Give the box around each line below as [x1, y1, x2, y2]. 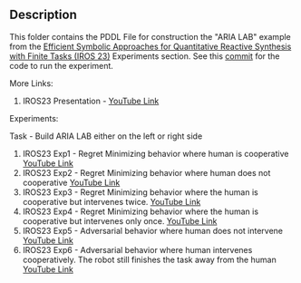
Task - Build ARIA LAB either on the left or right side [9, 131, 203, 141]
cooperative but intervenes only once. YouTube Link [22, 215, 218, 226]
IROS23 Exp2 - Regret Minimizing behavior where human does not [22, 167, 271, 178]
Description [9, 7, 77, 23]
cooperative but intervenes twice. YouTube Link [22, 196, 201, 207]
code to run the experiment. [9, 60, 113, 71]
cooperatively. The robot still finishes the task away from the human [22, 254, 277, 265]
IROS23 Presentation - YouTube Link [22, 95, 160, 106]
